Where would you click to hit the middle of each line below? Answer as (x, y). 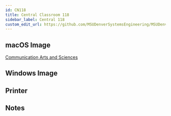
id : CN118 (16, 10)
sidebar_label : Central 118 (35, 19)
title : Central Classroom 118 (37, 15)
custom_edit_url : (24, 24)
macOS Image (28, 45)
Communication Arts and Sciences (41, 57)
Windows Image (32, 73)
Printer (17, 91)
